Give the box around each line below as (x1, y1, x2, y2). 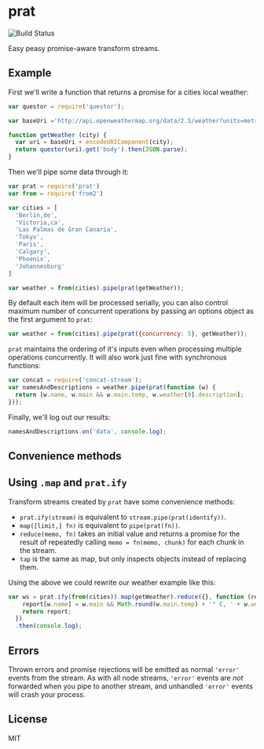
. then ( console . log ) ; (15, 622, 82, 630)
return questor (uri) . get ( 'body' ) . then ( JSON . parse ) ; (15, 146, 189, 153)
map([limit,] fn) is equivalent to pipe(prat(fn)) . (19, 520, 181, 529)
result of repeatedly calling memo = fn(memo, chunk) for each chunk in (19, 537, 244, 547)
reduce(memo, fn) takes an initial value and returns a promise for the (19, 529, 240, 538)
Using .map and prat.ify (8, 476, 127, 489)
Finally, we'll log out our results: (8, 412, 111, 422)
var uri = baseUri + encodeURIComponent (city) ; (15, 138, 174, 146)
